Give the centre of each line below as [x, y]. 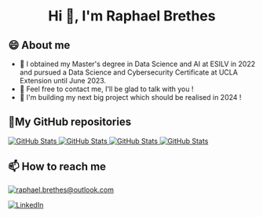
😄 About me [39, 45]
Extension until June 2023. [63, 81]
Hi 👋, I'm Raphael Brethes [132, 16]
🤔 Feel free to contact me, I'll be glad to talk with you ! [106, 89]
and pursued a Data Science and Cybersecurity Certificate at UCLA [128, 72]
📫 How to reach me [57, 167]
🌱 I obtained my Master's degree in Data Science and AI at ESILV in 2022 [137, 64]
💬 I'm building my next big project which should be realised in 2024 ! [130, 97]
